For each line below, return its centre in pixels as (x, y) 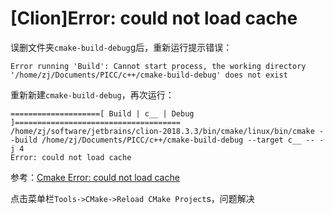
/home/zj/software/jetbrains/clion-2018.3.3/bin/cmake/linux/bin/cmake (162, 131)
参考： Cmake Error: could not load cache (95, 177)
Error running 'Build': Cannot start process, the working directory (158, 66)
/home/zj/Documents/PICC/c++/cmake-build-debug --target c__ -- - (183, 140)
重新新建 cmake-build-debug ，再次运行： (92, 94)
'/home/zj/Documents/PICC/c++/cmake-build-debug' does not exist (149, 75)
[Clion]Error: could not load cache (154, 18)
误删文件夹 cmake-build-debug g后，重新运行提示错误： (121, 47)
